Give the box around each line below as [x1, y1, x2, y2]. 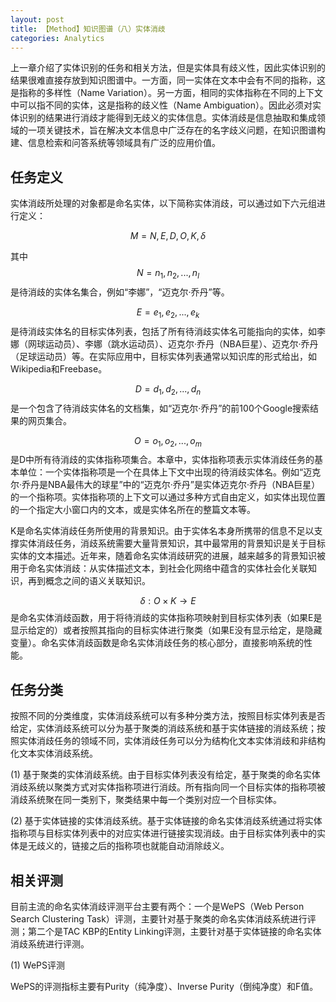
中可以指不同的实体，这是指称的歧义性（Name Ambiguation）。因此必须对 [10, 99, 313, 111]
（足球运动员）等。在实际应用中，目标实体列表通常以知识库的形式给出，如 [10, 350, 317, 362]
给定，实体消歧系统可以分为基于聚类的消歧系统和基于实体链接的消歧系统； [10, 722, 317, 735]
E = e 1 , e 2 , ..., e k [136, 306, 200, 320]
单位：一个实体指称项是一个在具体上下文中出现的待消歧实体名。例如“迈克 [18, 466, 322, 478]
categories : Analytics [10, 33, 105, 43]
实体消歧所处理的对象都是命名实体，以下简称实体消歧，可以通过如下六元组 [10, 197, 317, 210]
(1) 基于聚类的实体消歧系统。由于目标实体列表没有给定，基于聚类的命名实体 [10, 769, 321, 781]
